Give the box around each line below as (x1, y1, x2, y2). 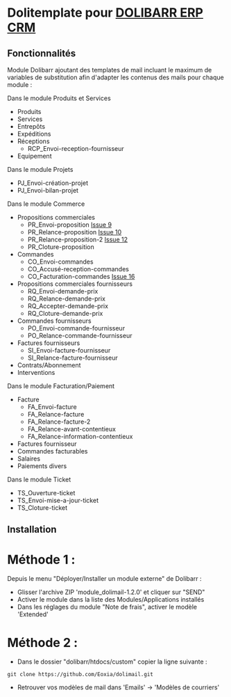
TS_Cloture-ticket (17, 504, 68, 512)
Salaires (17, 454, 40, 463)
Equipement (17, 152, 52, 160)
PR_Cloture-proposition (27, 243, 95, 251)
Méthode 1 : (7, 552, 76, 568)
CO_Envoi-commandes (27, 257, 94, 266)
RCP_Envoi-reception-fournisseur (27, 145, 125, 152)
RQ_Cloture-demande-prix (27, 310, 103, 317)
